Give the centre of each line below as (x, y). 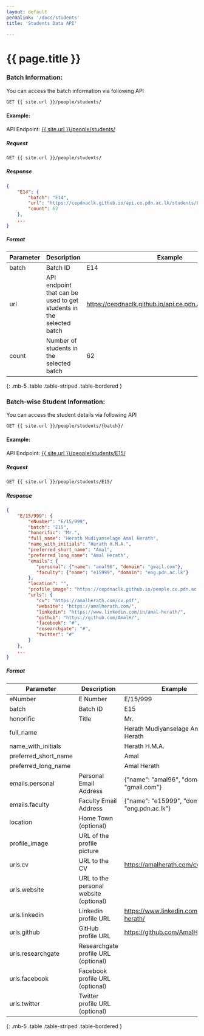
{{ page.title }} (44, 59)
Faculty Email (98, 801)
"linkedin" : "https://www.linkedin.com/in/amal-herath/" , (111, 612)
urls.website (27, 890)
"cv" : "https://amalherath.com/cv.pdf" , (88, 600)
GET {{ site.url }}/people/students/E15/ (59, 482)
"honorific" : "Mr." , (54, 533)
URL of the (94, 835)
